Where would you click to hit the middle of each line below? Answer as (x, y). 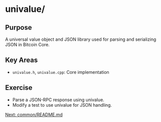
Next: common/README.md (34, 115)
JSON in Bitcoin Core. (27, 45)
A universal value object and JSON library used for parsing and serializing (81, 39)
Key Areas (22, 60)
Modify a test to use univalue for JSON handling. (62, 105)
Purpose (19, 28)
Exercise (19, 88)
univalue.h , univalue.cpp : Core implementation (61, 72)
